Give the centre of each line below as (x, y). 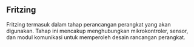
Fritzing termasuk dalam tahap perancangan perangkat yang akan (89, 24)
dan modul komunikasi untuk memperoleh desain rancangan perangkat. (96, 37)
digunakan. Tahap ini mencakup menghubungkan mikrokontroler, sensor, (97, 31)
